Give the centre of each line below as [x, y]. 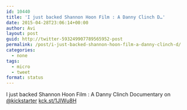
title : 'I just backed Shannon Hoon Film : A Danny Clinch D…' [86, 17]
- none [20, 56]
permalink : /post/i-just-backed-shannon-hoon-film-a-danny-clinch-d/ [94, 45]
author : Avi [21, 28]
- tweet [21, 72]
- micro [21, 67]
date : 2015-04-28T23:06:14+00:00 [47, 22]
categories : [21, 50]
